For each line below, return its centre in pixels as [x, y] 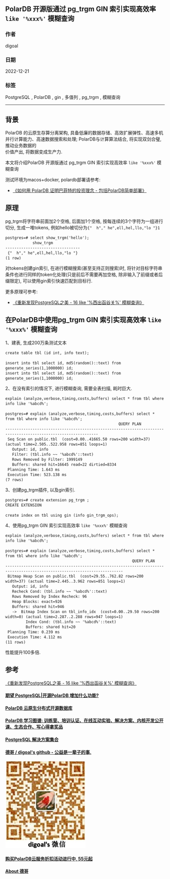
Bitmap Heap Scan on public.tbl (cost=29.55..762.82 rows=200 [75, 576]
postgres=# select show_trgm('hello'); [47, 238]
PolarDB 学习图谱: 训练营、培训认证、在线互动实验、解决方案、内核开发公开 [84, 721]
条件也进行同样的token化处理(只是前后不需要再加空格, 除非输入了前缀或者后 [84, 274]
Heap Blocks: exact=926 [37, 601]
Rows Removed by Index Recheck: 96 [49, 596]
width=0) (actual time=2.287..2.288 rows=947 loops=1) [64, 617]
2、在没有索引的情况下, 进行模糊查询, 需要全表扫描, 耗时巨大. [69, 388]
